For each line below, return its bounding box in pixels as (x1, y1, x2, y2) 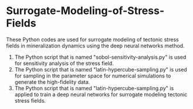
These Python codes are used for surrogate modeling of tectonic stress (6, 36, 179, 43)
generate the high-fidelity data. (14, 78, 90, 86)
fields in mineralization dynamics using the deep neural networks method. (6, 42, 185, 49)
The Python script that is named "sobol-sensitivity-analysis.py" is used (14, 53, 187, 60)
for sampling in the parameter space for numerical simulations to (14, 72, 171, 79)
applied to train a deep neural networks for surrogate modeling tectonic (14, 91, 188, 98)
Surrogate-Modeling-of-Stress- (6, 4, 165, 18)
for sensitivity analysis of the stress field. (14, 60, 114, 67)
